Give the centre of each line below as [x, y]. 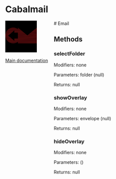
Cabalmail [27, 9]
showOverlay [70, 97]
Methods [68, 39]
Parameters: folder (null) [79, 75]
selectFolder [70, 54]
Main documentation [27, 60]
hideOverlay [69, 141]
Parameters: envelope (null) [82, 118]
